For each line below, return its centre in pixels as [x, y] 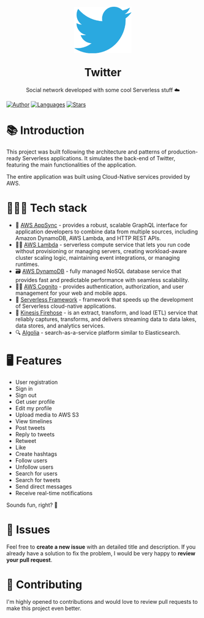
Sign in [24, 388]
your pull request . [29, 560]
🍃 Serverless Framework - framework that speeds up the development [104, 299]
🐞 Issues [28, 530]
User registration [36, 382]
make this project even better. [44, 608]
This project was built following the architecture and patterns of [87, 152]
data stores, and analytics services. [60, 326]
